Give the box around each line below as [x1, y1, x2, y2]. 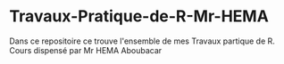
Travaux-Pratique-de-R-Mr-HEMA [9, 6, 270, 27]
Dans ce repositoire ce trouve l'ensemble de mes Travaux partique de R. [9, 36, 275, 46]
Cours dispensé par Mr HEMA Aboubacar [9, 44, 163, 55]
